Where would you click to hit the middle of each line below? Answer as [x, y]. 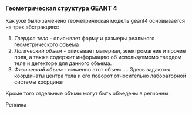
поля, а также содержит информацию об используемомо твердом [98, 57]
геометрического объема [46, 44]
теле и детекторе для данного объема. [63, 63]
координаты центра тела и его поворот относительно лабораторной [100, 76]
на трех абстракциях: [32, 27]
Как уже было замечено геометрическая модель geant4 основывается [95, 21]
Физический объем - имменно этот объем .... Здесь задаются [92, 70]
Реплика [16, 105]
